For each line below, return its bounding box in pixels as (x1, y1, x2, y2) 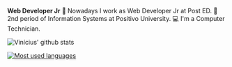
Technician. (7, 24, 40, 33)
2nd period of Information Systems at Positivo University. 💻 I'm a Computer (7, 15, 225, 22)
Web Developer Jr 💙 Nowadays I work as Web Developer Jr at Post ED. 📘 (7, 7, 218, 15)
